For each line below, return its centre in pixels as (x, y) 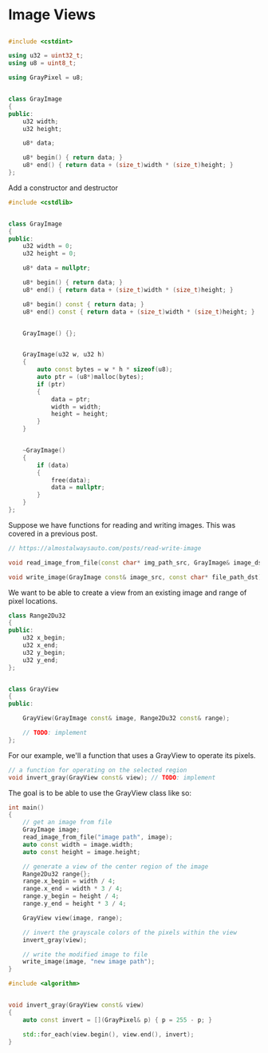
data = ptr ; (71, 399)
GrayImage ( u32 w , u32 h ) (64, 355)
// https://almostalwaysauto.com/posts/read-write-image (105, 548)
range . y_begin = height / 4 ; (71, 896)
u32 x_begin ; (44, 638)
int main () (26, 808)
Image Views (52, 15)
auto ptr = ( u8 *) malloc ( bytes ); (91, 377)
